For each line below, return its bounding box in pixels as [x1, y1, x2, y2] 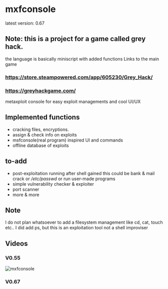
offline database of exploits [12, 142, 69, 149]
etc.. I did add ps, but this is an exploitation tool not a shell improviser [5, 225, 148, 231]
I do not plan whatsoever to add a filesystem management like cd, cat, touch [5, 219, 163, 225]
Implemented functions [5, 113, 80, 121]
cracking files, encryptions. [12, 126, 69, 132]
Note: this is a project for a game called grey [5, 35, 146, 43]
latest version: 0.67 [5, 20, 45, 26]
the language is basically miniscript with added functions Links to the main [5, 56, 159, 62]
